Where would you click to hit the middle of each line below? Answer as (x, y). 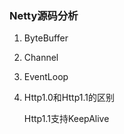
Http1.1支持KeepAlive (66, 119)
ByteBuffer (46, 38)
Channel (41, 58)
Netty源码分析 (44, 15)
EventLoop (46, 77)
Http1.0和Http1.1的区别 (69, 98)
